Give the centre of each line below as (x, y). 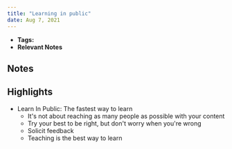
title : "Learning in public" (49, 13)
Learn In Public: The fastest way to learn (75, 108)
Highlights (30, 92)
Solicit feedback (51, 130)
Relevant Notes (40, 47)
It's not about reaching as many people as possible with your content (126, 116)
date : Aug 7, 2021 (34, 20)
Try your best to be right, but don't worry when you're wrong (115, 123)
